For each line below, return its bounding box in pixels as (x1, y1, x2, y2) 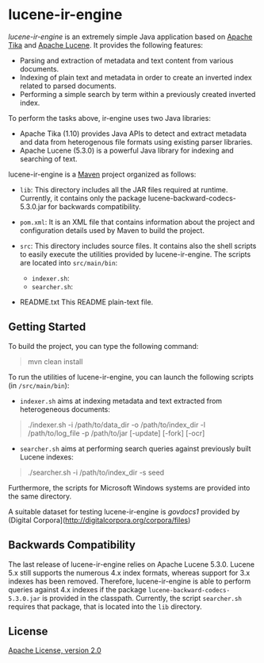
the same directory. (8, 491, 72, 501)
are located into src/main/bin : (19, 258, 118, 267)
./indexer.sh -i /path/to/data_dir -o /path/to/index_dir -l (27, 420, 206, 429)
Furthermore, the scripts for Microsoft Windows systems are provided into (8, 483, 251, 492)
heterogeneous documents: (19, 404, 111, 414)
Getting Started (8, 320, 86, 334)
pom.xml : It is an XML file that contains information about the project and (19, 217, 255, 227)
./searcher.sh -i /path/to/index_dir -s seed (27, 467, 165, 477)
